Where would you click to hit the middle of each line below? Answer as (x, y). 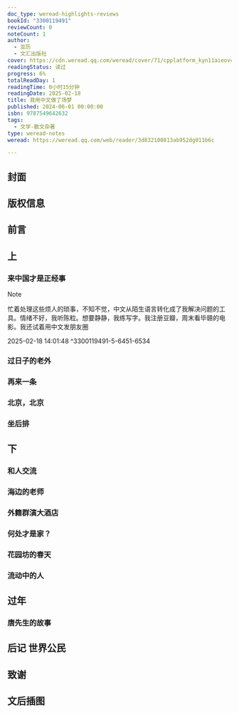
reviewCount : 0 (30, 27)
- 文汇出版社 (31, 54)
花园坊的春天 (30, 555)
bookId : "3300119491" (39, 21)
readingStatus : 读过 (37, 67)
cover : (17, 61)
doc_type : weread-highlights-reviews (63, 14)
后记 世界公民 (37, 648)
